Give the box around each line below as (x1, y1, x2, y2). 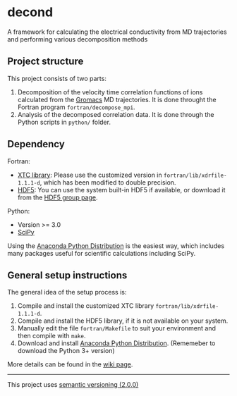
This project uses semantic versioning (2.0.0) (7, 380, 139, 389)
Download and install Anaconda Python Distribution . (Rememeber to (17, 339, 216, 347)
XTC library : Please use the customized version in (17, 171, 162, 179)
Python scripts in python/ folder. (17, 118, 111, 126)
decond (7, 4, 54, 20)
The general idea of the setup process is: (7, 288, 127, 297)
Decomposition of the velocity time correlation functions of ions (17, 87, 203, 96)
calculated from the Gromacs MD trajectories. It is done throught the (17, 95, 217, 104)
